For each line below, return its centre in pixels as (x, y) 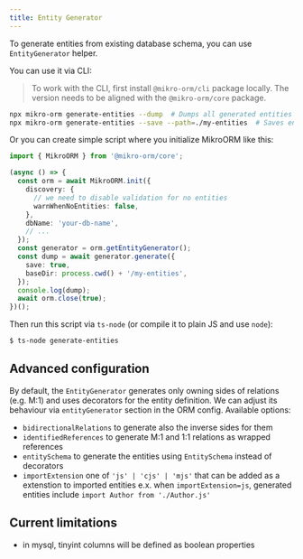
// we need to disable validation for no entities (130, 198)
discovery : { (50, 190)
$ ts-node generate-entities (64, 341)
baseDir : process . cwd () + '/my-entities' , (106, 273)
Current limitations (63, 523)
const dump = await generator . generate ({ (96, 256)
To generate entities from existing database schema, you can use (131, 43)
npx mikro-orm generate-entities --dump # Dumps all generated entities (151, 114)
